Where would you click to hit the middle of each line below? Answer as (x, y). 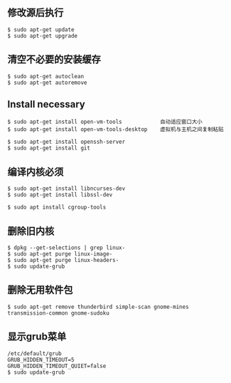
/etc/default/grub (34, 353)
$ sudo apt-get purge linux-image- (60, 254)
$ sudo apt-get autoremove (47, 83)
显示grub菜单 (37, 337)
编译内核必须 (36, 172)
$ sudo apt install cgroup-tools (57, 208)
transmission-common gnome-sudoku (59, 313)
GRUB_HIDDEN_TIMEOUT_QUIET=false (57, 366)
